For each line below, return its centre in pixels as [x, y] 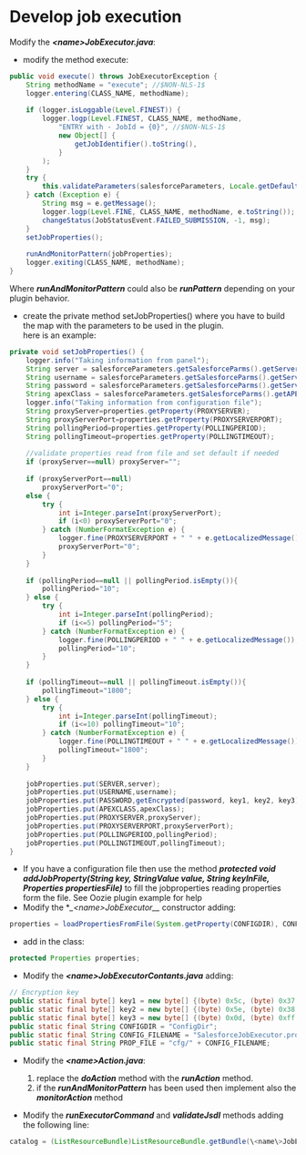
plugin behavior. [40, 298]
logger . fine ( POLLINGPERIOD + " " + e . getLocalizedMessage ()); [178, 639]
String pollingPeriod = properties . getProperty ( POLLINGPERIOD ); [146, 428]
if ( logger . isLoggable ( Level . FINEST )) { [103, 110]
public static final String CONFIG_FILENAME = [99, 1035]
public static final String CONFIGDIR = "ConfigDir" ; [114, 1027]
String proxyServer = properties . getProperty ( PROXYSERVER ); [138, 412]
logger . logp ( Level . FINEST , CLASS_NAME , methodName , [143, 119]
